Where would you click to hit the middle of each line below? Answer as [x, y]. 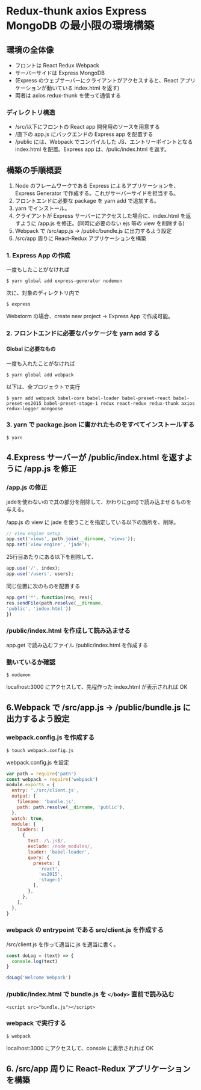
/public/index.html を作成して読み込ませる [68, 631]
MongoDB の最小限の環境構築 [80, 26]
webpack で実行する [36, 1023]
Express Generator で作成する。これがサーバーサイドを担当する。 [97, 193]
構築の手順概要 [34, 170]
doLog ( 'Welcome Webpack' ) [39, 978]
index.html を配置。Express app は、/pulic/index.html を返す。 [92, 149]
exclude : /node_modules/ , [60, 846]
